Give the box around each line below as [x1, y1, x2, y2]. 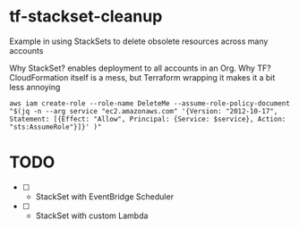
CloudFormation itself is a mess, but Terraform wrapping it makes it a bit [9, 72, 276, 82]
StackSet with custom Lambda [35, 210, 149, 221]
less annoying [9, 81, 61, 92]
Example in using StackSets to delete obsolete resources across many [9, 36, 269, 46]
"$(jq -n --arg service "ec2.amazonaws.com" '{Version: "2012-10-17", [9, 106, 278, 115]
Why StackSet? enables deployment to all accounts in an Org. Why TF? [9, 63, 271, 73]
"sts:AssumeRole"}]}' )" [9, 122, 102, 131]
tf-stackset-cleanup [9, 6, 163, 27]
